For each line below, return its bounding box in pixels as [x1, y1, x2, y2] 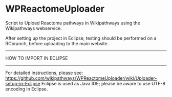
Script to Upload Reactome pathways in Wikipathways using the [5, 20, 141, 26]
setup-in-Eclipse [5, 80, 40, 86]
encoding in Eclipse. [5, 86, 48, 92]
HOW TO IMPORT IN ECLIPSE [5, 55, 68, 61]
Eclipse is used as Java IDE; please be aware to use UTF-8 [41, 80, 165, 86]
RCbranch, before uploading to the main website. [5, 40, 109, 46]
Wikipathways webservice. [5, 25, 62, 31]
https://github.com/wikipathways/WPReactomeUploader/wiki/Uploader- [5, 75, 157, 81]
